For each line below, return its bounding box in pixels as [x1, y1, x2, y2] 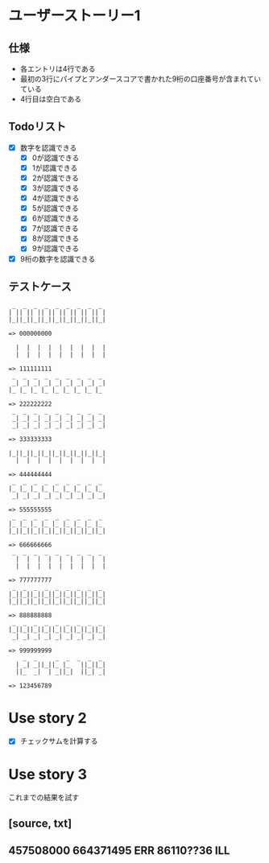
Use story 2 [8, 708, 87, 727]
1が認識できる [31, 163, 78, 172]
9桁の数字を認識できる [19, 254, 96, 263]
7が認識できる [31, 224, 79, 233]
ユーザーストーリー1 [8, 6, 141, 25]
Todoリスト [8, 120, 67, 134]
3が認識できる [31, 184, 79, 193]
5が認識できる [31, 204, 79, 213]
